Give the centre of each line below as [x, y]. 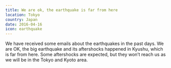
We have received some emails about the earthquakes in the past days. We [84, 43]
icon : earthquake [24, 29]
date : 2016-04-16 [24, 24]
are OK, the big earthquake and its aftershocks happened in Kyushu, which [84, 49]
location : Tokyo [23, 15]
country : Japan [22, 19]
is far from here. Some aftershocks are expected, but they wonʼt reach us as [85, 55]
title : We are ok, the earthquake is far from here [61, 10]
